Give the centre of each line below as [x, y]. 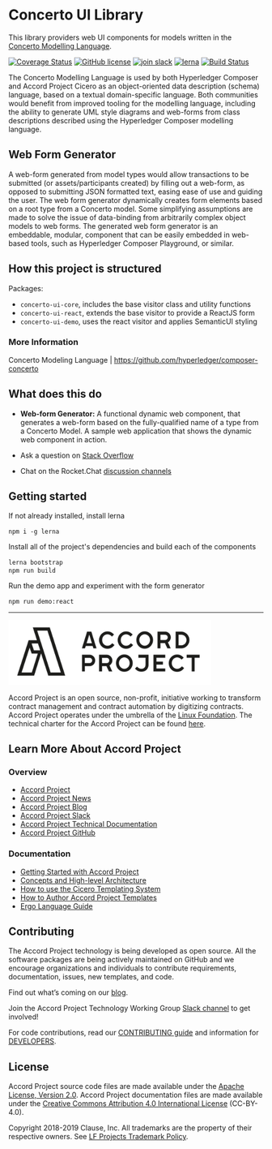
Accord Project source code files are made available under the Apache [126, 1087]
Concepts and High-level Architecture [83, 880]
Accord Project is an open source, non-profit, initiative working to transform [135, 697]
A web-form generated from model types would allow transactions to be [129, 174]
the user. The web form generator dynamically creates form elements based [136, 200]
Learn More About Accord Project [95, 749]
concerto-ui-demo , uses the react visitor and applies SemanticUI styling [138, 321]
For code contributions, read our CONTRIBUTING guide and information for [134, 1033]
